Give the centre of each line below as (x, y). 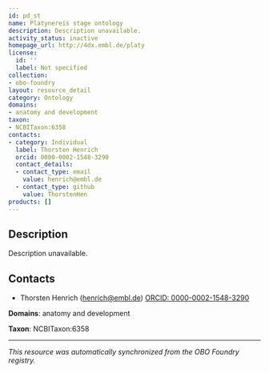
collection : (28, 75)
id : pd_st (25, 16)
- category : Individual (48, 142)
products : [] (30, 202)
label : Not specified (52, 68)
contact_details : (44, 165)
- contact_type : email (53, 172)
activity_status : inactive (53, 38)
